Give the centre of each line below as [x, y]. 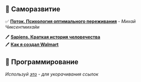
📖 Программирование [42, 62]
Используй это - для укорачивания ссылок [52, 74]
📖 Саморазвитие [33, 9]
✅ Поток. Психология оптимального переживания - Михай [70, 21]
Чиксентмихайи [22, 27]
